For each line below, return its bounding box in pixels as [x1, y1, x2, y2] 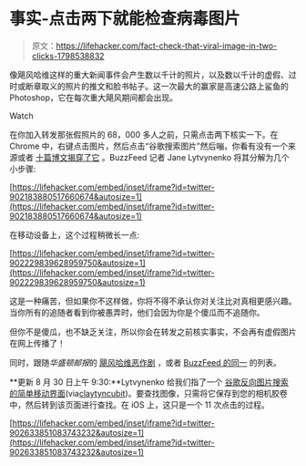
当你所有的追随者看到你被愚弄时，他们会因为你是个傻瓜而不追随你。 [9, 306, 265, 317]
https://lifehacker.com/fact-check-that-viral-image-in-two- [56, 40, 278, 51]
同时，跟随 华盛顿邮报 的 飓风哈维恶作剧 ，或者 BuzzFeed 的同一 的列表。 [9, 357, 282, 368]
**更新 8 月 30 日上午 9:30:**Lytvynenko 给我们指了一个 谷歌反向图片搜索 [9, 376, 290, 388]
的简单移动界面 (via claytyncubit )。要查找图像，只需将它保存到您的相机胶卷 [9, 388, 289, 399]
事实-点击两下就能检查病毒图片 [9, 8, 241, 29]
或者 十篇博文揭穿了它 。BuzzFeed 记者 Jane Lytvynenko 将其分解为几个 [16, 151, 290, 162]
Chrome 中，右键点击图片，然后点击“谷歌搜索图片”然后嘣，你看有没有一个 [9, 140, 289, 151]
